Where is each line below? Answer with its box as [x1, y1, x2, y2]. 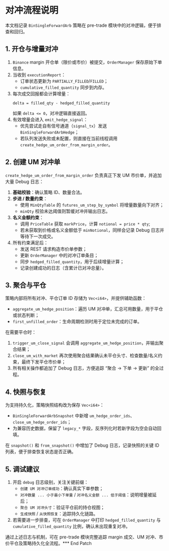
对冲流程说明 [5, 5, 59, 16]
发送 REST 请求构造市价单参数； [20, 246, 87, 252]
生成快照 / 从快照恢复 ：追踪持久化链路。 [20, 511, 98, 517]
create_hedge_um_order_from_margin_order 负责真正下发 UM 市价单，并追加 [5, 172, 162, 178]
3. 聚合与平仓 [5, 281, 46, 289]
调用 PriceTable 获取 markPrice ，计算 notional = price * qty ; [20, 220, 150, 227]
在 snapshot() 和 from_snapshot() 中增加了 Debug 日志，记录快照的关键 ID [5, 442, 160, 449]
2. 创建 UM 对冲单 [5, 158, 61, 166]
